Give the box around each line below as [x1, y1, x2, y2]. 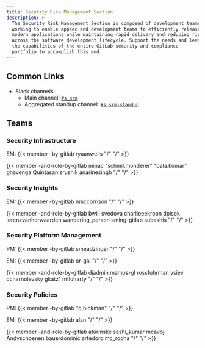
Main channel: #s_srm [24, 94, 78, 101]
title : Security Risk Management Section [6, 9, 113, 15]
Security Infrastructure [6, 136, 76, 145]
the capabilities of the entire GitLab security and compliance [12, 43, 179, 49]
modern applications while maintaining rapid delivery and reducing [12, 32, 190, 38]
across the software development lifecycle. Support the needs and [12, 37, 187, 43]
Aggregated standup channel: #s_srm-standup [24, 100, 139, 107]
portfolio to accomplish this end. [12, 49, 103, 55]
